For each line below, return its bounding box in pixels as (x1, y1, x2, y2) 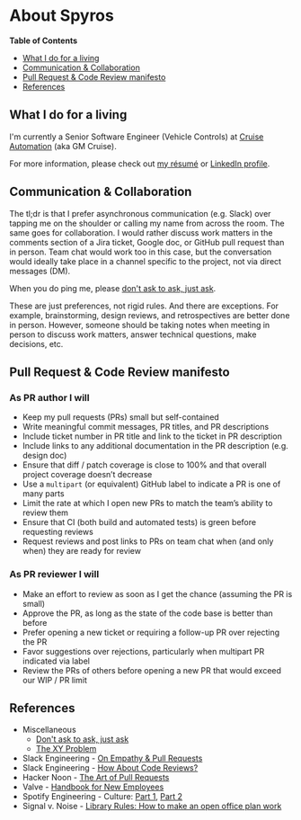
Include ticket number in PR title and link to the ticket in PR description (22, 431, 283, 441)
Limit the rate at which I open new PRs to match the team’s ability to (22, 498, 273, 509)
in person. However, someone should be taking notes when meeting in (9, 319, 270, 330)
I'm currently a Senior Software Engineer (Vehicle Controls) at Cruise (9, 131, 264, 142)
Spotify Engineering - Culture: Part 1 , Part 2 (22, 791, 182, 802)
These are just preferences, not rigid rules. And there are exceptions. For (9, 300, 279, 311)
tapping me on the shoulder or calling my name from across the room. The (9, 218, 285, 228)
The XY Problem (35, 744, 97, 754)
